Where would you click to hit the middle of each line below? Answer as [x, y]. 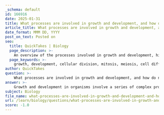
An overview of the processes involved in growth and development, [84, 55]
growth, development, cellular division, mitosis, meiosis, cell [82, 64]
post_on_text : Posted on [30, 37]
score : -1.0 [17, 105]
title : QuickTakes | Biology [39, 46]
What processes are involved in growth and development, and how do [85, 78]
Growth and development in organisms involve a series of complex [83, 87]
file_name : [16, 96]
